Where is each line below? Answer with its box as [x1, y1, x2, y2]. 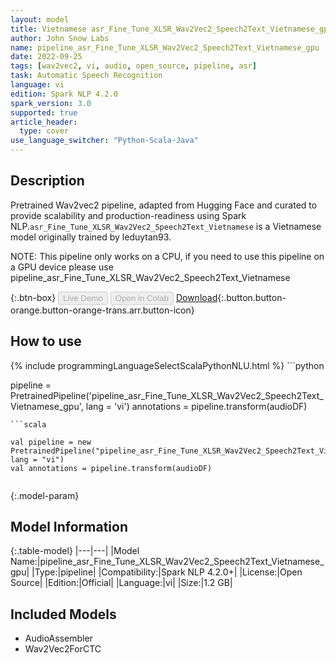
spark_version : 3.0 [10, 98, 92, 108]
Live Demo [63, 292, 103, 303]
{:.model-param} [10, 489, 80, 501]
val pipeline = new [10, 437, 92, 447]
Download [175, 291, 218, 303]
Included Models [10, 606, 117, 623]
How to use [10, 333, 82, 350]
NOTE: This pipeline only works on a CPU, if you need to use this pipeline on [10, 250, 325, 262]
